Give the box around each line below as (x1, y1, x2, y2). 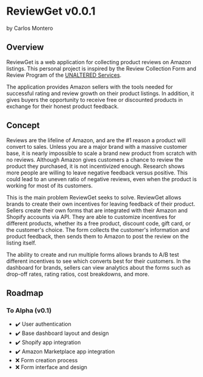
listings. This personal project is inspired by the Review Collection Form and (6, 65, 197, 72)
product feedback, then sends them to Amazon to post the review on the (6, 232, 189, 240)
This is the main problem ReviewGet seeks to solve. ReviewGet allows (6, 193, 182, 201)
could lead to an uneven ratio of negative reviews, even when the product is (6, 175, 197, 182)
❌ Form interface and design (15, 364, 87, 371)
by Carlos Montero (6, 24, 54, 32)
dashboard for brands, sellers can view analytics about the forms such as (6, 264, 191, 271)
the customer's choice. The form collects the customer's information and (6, 226, 190, 233)
